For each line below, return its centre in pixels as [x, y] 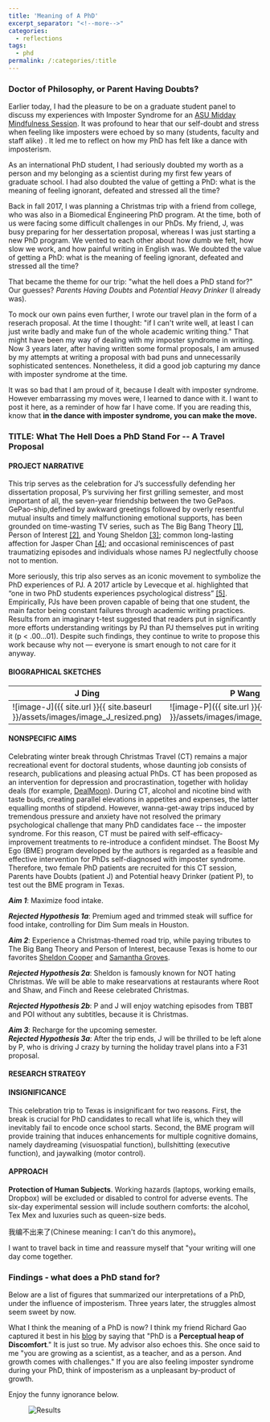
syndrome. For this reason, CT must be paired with [92, 833]
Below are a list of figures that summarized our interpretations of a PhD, [127, 1295]
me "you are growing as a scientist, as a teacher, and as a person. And [125, 1353]
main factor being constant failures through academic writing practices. [127, 611]
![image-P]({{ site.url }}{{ [217, 707]
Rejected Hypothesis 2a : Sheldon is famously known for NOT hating [122, 972]
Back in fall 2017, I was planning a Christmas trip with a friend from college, [133, 206]
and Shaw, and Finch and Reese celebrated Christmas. [99, 990]
